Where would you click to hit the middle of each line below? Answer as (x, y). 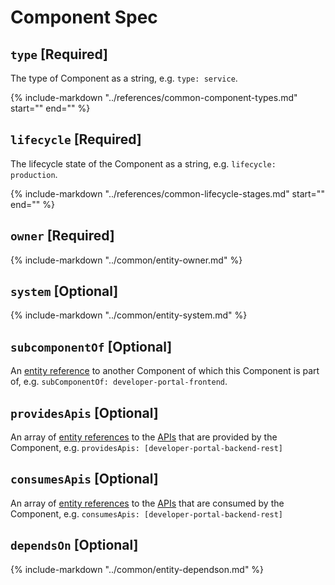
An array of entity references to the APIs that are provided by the (144, 437)
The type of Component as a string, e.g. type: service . (124, 78)
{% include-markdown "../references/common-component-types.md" (154, 97)
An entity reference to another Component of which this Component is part (165, 371)
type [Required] (59, 54)
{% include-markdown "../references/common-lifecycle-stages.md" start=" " (167, 193)
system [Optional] (64, 291)
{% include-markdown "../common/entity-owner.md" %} (126, 260)
